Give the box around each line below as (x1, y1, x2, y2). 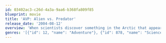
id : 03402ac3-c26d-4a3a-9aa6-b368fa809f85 (5, 7, 94, 12)
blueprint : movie (5, 12, 41, 17)
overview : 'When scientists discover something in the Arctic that (5, 26, 147, 31)
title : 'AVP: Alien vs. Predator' (5, 16, 77, 21)
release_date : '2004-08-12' (5, 21, 63, 26)
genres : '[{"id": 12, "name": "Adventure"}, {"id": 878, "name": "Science (5, 30, 163, 35)
